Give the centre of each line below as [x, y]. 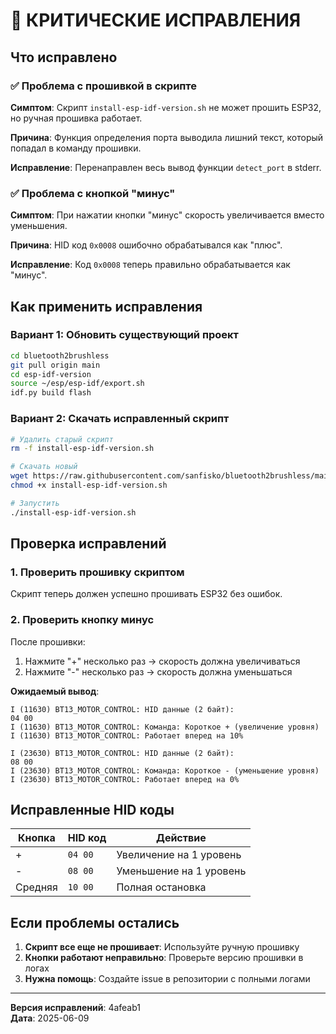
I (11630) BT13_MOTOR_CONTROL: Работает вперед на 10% [127, 735]
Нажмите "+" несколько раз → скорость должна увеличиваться [162, 661]
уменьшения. [39, 226]
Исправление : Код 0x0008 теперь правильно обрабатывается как [150, 265]
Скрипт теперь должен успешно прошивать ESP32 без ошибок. [146, 594]
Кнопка [37, 838]
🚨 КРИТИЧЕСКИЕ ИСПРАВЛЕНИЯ [156, 20]
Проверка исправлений [88, 544]
